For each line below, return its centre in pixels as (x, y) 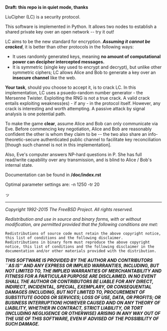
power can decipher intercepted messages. (58, 62)
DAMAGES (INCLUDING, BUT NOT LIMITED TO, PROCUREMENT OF (75, 292)
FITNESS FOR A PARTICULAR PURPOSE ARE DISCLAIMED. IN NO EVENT (81, 276)
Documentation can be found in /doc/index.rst (53, 175)
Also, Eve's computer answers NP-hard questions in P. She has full (74, 155)
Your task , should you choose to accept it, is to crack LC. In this (71, 87)
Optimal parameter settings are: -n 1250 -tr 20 (52, 184)
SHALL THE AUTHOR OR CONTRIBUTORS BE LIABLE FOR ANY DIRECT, (79, 281)
